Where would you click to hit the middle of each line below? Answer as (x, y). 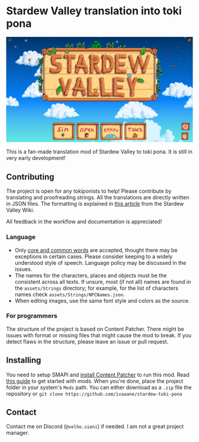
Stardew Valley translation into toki (94, 11)
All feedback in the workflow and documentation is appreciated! (84, 222)
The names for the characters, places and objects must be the (91, 275)
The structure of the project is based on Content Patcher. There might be (95, 329)
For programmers (32, 316)
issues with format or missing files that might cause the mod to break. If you (99, 335)
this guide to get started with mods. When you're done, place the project (95, 381)
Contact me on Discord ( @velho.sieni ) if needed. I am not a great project (95, 427)
